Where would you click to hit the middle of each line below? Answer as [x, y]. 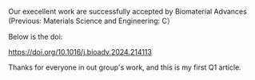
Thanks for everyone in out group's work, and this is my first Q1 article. [125, 67]
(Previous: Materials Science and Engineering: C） [91, 21]
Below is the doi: [36, 36]
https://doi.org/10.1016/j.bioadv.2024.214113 [80, 52]
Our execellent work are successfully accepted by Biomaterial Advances [128, 11]
